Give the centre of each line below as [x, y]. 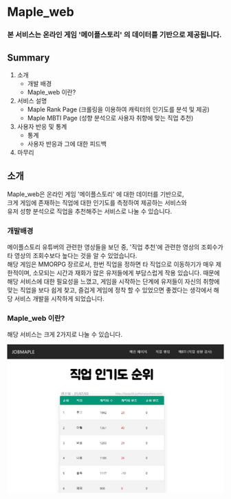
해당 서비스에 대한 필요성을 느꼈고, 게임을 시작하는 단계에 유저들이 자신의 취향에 [113, 282]
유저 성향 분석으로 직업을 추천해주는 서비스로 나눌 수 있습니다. [90, 211]
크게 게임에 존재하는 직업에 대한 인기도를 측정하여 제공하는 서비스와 [97, 202]
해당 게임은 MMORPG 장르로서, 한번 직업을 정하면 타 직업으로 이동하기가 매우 [111, 264]
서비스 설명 [32, 100]
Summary [29, 57]
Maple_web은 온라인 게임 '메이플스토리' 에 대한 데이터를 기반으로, [96, 194]
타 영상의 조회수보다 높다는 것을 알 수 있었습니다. [72, 256]
